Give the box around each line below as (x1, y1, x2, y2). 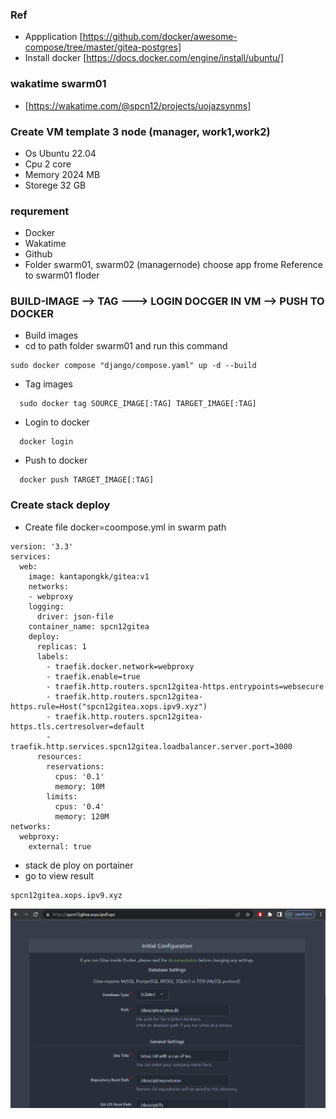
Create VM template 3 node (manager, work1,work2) (10, 124, 271, 138)
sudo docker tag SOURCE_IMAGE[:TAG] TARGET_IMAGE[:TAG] (19, 399, 257, 409)
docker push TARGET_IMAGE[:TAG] (19, 475, 155, 485)
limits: (46, 791, 78, 802)
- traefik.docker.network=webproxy (46, 661, 195, 672)
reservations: (46, 761, 105, 772)
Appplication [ (24, 31, 83, 43)
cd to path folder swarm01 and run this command (24, 340, 228, 352)
